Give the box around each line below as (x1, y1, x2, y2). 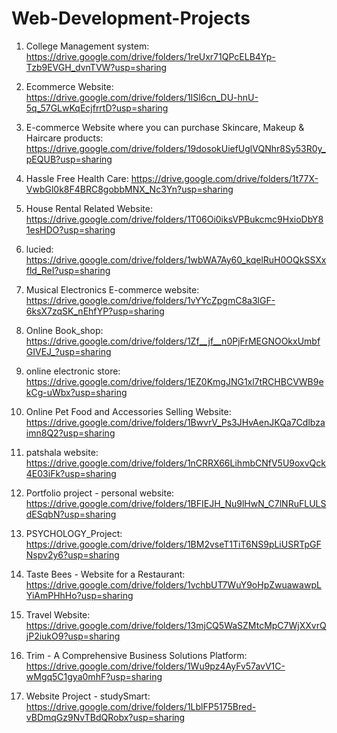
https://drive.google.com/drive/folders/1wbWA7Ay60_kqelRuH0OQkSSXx (25, 253, 327, 266)
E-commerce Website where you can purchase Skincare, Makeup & (25, 121, 305, 133)
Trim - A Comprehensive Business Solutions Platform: (25, 649, 248, 661)
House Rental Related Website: (25, 202, 154, 214)
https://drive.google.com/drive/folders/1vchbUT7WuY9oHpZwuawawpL (25, 578, 322, 591)
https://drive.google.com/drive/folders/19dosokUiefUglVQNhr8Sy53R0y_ (25, 142, 326, 154)
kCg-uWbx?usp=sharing (25, 386, 128, 398)
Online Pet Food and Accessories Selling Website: (25, 405, 232, 417)
